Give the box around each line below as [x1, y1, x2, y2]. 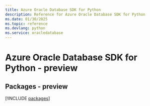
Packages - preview [5, 82, 68, 91]
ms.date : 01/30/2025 [5, 16, 48, 21]
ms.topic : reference [5, 21, 48, 26]
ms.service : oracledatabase [5, 30, 64, 35]
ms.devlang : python [5, 26, 46, 31]
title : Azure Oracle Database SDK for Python [5, 7, 101, 12]
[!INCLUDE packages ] [5, 96, 50, 101]
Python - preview [5, 63, 78, 74]
